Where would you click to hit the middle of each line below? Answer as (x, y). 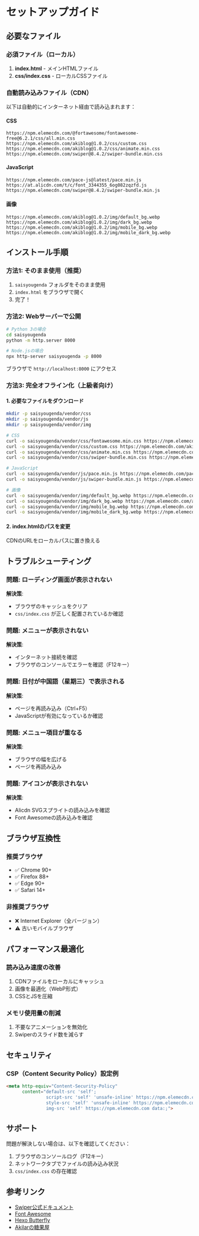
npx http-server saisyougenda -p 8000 (54, 357)
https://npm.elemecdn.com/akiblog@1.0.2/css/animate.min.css (83, 149)
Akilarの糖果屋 (32, 1227)
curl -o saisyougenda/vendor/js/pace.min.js (62, 474)
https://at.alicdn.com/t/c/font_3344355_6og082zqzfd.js (76, 185)
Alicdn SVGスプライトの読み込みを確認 (62, 810)
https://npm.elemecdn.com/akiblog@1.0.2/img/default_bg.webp (83, 217)
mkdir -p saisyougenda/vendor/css (49, 414)
